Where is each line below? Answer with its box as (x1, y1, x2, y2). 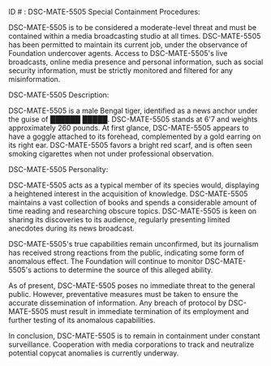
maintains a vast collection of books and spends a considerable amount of (8, 198, 257, 207)
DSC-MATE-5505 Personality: (8, 165, 109, 174)
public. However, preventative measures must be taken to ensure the (8, 290, 239, 299)
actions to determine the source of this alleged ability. (33, 265, 213, 274)
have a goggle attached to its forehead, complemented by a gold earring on (8, 131, 261, 141)
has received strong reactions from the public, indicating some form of (8, 248, 245, 257)
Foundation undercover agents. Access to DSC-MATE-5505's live (8, 49, 228, 58)
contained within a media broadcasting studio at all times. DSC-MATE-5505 (8, 32, 261, 41)
